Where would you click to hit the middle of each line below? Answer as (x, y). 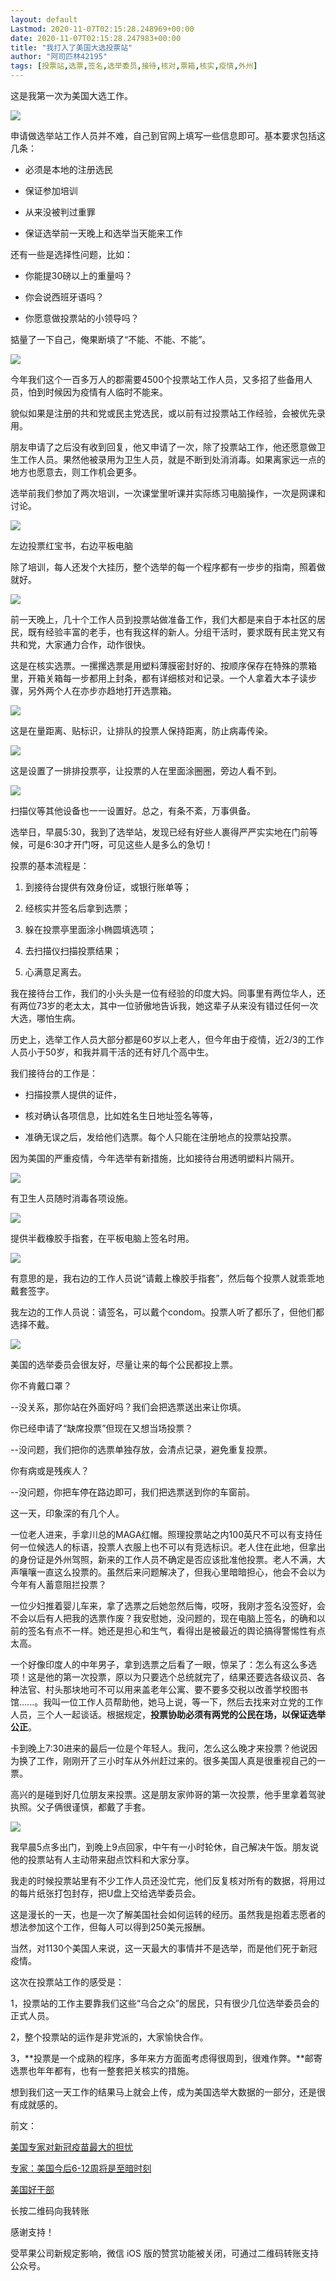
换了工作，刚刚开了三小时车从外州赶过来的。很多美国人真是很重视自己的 (167, 1760)
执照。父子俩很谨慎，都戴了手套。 (80, 1807)
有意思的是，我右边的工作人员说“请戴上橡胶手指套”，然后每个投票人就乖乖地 (167, 1278)
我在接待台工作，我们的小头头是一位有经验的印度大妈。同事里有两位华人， (163, 993)
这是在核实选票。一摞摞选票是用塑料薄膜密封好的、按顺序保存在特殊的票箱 (163, 665)
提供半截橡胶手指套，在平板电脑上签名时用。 (102, 1238)
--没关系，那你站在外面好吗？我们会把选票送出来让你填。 (128, 1407)
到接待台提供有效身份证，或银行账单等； (108, 887)
